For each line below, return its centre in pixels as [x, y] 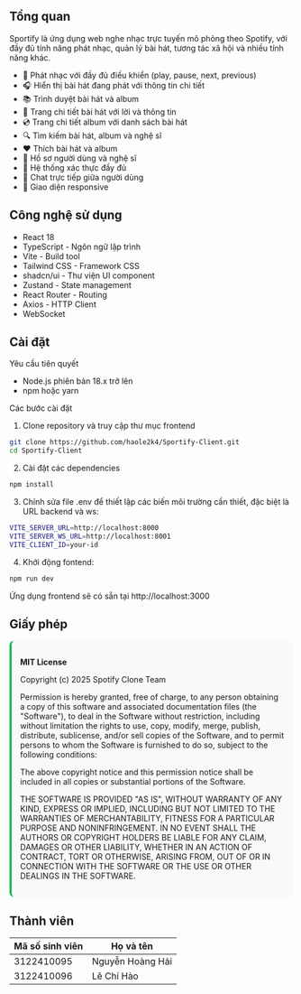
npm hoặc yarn [50, 391]
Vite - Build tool [51, 256]
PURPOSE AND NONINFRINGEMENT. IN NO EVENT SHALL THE [138, 828]
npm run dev [32, 579]
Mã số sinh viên [49, 946]
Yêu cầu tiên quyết [44, 364]
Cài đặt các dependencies [71, 468]
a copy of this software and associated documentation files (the [138, 707]
